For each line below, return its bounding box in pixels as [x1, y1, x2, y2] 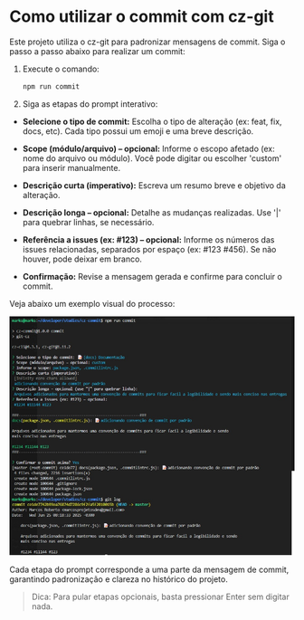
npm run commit [22, 81, 81, 91]
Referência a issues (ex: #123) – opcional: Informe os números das [22, 234, 275, 245]
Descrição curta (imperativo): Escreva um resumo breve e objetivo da [22, 179, 287, 191]
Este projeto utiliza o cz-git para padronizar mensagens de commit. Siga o [9, 36, 286, 47]
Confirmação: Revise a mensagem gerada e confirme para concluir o [22, 271, 282, 281]
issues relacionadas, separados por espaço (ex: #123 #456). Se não [22, 243, 277, 254]
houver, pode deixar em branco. [22, 253, 143, 264]
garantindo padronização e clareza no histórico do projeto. [9, 573, 228, 585]
